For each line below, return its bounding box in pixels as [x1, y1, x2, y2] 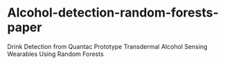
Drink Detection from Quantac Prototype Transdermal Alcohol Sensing [7, 42, 208, 50]
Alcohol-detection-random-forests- [7, 5, 219, 21]
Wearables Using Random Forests [7, 50, 104, 58]
